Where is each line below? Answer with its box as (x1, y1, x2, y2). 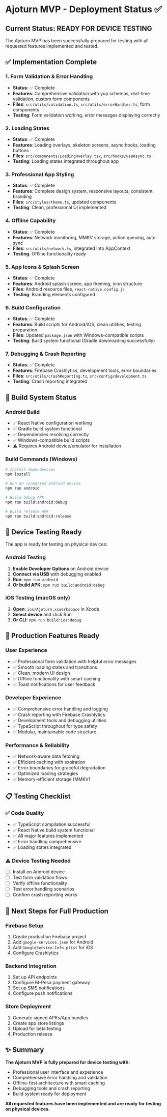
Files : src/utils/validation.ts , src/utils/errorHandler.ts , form (12, 101, 150, 107)
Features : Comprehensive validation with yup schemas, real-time (12, 90, 150, 96)
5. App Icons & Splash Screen (5, 263, 80, 270)
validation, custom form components (12, 96, 90, 102)
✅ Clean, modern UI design (12, 670, 70, 676)
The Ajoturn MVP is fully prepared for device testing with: (5, 1059, 130, 1065)
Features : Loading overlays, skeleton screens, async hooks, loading (12, 141, 156, 148)
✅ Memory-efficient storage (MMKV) (12, 776, 91, 782)
